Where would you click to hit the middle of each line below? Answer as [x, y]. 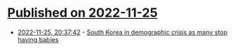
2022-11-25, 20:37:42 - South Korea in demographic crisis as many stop [122, 32]
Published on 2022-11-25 [83, 13]
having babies [38, 39]
